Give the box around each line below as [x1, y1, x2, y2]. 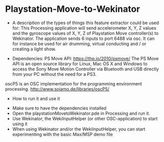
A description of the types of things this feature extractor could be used [12, 20, 160, 26]
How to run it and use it [12, 95, 60, 102]
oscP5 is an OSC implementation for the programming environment [5, 80, 142, 87]
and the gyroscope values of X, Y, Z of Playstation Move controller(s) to [12, 30, 159, 36]
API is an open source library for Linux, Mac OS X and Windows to [12, 61, 148, 67]
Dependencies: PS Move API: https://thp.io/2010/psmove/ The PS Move [12, 55, 159, 61]
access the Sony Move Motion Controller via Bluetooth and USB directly [12, 66, 160, 72]
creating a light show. [12, 46, 56, 52]
